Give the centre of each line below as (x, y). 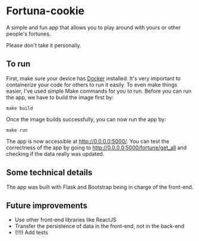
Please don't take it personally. (44, 45)
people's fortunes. (29, 33)
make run (17, 130)
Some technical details (49, 173)
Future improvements (47, 206)
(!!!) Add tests (31, 233)
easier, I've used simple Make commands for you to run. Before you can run (99, 91)
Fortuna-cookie (45, 11)
